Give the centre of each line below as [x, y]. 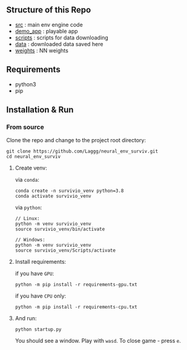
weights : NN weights [41, 50]
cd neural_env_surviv [34, 157]
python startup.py [38, 330]
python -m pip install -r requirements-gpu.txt [76, 285]
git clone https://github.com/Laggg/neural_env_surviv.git [82, 151]
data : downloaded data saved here [59, 44]
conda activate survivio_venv [53, 196]
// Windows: [30, 240]
